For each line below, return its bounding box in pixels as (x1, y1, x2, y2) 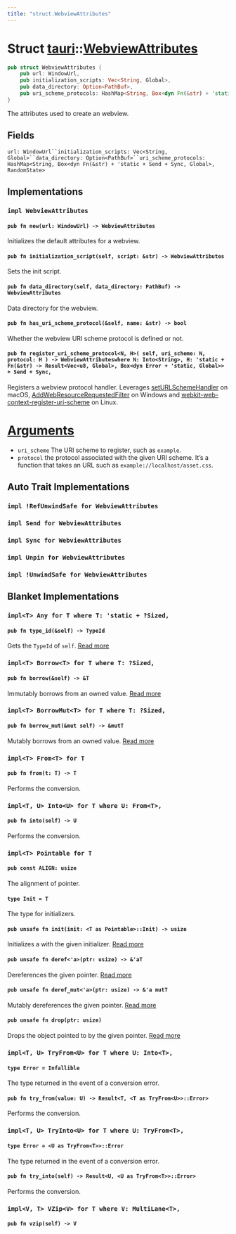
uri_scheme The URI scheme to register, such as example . (17, 446, 181, 454)
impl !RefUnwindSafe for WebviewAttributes (7, 502, 159, 510)
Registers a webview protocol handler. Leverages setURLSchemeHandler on (7, 383, 228, 391)
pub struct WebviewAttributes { (7, 64, 102, 71)
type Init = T (7, 895, 49, 902)
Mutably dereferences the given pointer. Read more (7, 1001, 157, 1009)
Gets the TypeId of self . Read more (7, 641, 110, 650)
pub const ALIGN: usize (7, 865, 77, 872)
